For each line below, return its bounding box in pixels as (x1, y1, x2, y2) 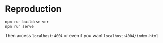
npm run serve (5, 24, 34, 29)
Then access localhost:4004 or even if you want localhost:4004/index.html (5, 32, 159, 38)
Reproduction (5, 3, 62, 14)
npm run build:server (5, 19, 49, 24)
